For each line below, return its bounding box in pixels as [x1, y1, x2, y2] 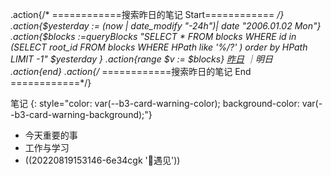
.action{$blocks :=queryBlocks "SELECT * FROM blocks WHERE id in [10, 31, 297, 42]
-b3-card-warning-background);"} [10, 109, 153, 120]
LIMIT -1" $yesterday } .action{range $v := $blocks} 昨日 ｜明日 [10, 53, 273, 65]
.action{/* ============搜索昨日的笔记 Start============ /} [10, 9, 285, 20]
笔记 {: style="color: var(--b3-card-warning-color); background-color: [10, 98, 300, 109]
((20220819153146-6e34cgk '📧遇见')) [24, 154, 181, 166]
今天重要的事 [24, 129, 78, 141]
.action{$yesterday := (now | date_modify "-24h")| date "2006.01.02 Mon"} [10, 20, 322, 32]
